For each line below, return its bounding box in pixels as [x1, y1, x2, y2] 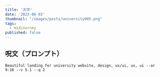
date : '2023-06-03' [5, 12, 45, 17]
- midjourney [9, 26, 36, 31]
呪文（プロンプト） [5, 50, 64, 58]
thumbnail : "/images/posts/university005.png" [5, 16, 102, 21]
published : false [5, 30, 41, 35]
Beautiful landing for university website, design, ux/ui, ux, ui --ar [5, 63, 155, 68]
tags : [5, 21, 16, 26]
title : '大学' [5, 7, 33, 12]
